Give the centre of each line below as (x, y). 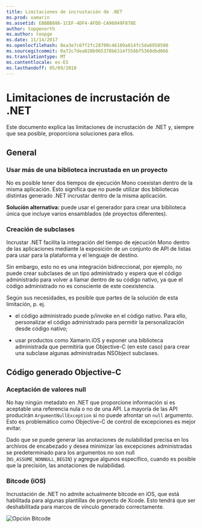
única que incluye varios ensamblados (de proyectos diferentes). (87, 214)
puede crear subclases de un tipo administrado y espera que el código (94, 273)
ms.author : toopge (29, 34)
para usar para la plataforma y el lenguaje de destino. (73, 255)
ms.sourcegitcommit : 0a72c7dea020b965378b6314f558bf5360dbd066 (87, 51)
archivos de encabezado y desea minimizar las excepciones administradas (99, 446)
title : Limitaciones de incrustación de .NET (64, 12)
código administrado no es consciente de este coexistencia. (81, 286)
